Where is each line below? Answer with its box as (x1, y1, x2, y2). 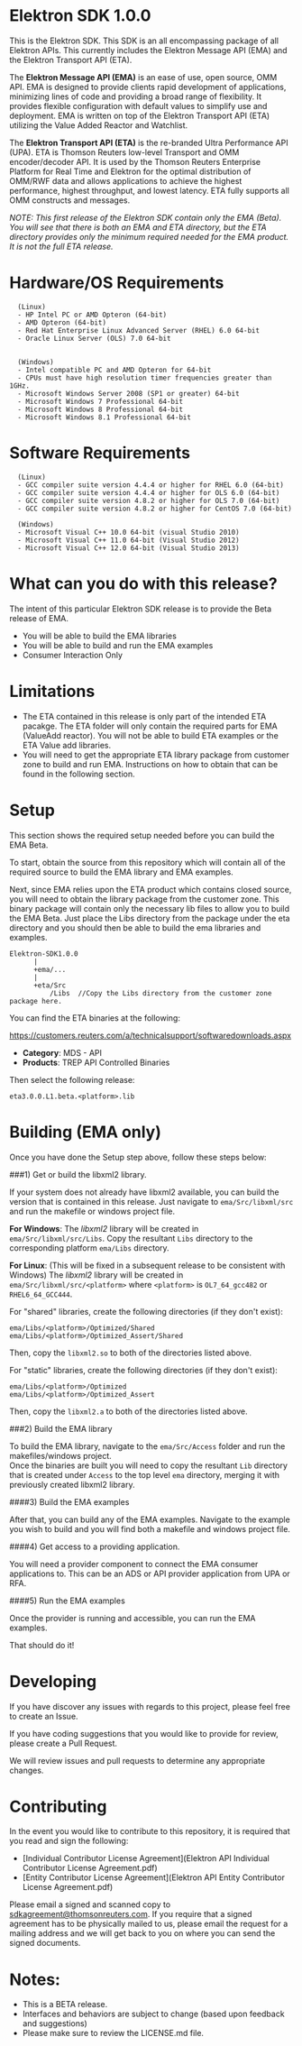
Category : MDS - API (22, 1047, 102, 1058)
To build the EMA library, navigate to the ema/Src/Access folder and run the (9, 1440, 286, 1452)
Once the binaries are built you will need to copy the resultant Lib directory (9, 1460, 288, 1471)
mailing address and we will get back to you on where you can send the (9, 1928, 276, 1939)
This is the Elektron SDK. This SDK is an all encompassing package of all (9, 35, 279, 46)
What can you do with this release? (9, 573, 278, 593)
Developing (9, 1671, 97, 1692)
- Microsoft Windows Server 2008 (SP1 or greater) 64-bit (17, 389, 241, 398)
